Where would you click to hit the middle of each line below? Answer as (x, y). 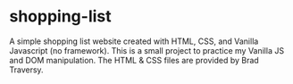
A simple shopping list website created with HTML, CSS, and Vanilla (134, 41)
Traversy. (26, 70)
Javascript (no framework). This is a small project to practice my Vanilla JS (146, 50)
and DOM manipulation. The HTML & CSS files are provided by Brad (134, 60)
